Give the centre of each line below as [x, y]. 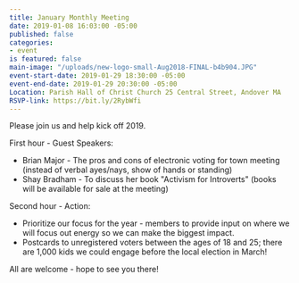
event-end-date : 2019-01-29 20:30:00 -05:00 [93, 84]
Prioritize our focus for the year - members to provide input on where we [156, 223]
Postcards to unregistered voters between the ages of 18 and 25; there [152, 243]
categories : [31, 42]
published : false [42, 34]
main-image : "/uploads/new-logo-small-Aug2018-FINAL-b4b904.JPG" [133, 68]
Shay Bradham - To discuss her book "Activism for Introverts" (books [149, 179]
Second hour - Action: [50, 206]
